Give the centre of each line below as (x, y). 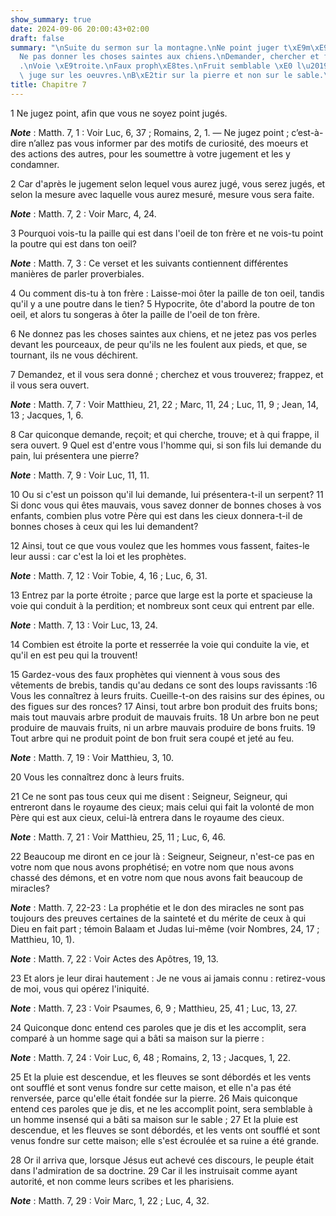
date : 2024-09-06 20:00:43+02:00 (80, 29)
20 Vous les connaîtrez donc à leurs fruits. (97, 777)
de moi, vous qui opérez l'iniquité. (80, 988)
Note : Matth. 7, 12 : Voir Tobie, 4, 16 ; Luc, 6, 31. (109, 575)
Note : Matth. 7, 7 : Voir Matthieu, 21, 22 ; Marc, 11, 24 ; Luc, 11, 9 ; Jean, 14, (164, 404)
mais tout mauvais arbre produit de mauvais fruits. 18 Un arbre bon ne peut (165, 717)
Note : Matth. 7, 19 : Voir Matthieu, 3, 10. (92, 757)
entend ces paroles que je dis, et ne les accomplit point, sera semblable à (161, 1108)
